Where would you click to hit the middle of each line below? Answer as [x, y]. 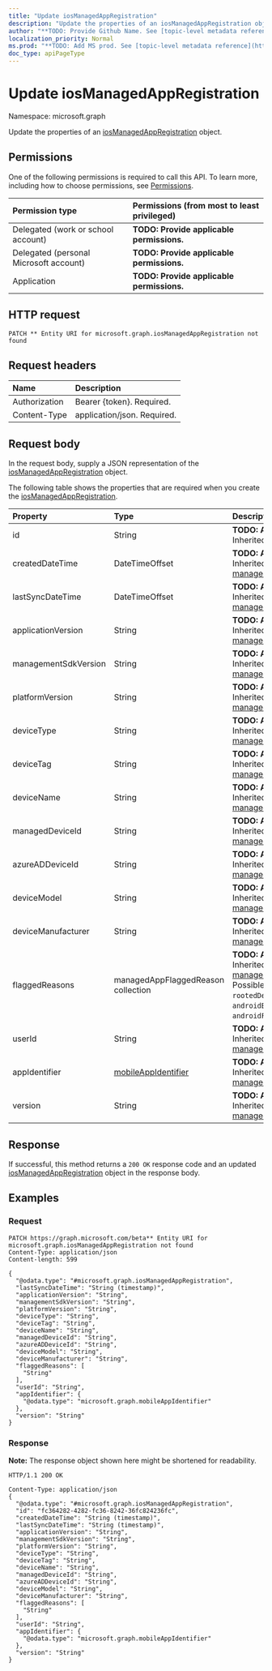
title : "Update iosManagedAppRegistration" [83, 16]
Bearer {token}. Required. [123, 402]
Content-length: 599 [43, 1259]
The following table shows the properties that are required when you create [134, 488]
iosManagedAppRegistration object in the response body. [104, 1173]
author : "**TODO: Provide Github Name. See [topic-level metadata [123, 31]
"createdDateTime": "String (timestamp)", [88, 1518]
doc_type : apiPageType [47, 54]
